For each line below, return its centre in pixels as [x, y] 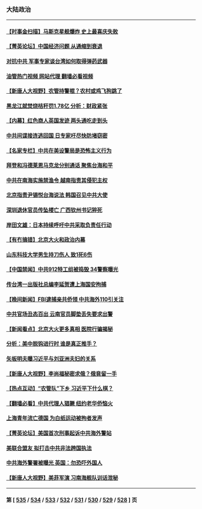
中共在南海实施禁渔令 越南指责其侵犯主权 [57, 180]
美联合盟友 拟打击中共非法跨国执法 [49, 448]
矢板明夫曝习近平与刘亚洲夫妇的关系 [51, 358]
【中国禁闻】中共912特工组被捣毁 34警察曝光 [62, 269]
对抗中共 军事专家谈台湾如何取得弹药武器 [57, 61]
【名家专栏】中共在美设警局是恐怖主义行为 [59, 150]
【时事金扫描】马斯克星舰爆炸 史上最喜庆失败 [62, 31]
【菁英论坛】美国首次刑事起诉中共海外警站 [59, 433]
